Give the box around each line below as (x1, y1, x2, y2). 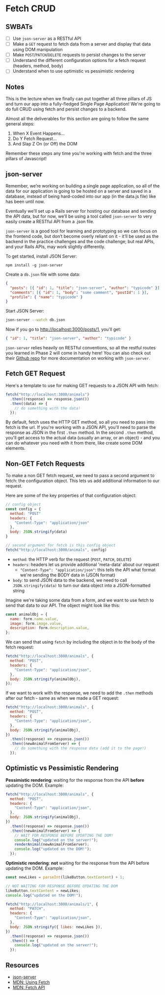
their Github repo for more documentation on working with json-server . (5, 355, 150, 361)
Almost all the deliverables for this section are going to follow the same (5, 116, 149, 122)
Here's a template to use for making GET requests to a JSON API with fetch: (5, 382, 159, 388)
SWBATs (5, 23, 33, 31)
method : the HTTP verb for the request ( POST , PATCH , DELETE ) (12, 556, 132, 562)
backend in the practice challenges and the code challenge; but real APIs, (5, 238, 155, 244)
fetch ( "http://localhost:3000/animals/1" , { (5, 902, 98, 907)
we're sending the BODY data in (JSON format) (20, 572, 115, 578)
